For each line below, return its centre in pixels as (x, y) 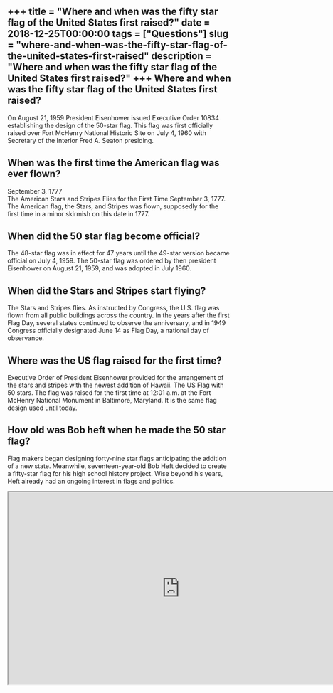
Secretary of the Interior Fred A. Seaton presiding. (81, 140)
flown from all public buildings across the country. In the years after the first (118, 315)
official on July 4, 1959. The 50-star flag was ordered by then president (112, 261)
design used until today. (42, 408)
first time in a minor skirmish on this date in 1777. (79, 213)
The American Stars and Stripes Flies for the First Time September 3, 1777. (117, 199)
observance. (26, 338)
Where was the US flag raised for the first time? (115, 360)
